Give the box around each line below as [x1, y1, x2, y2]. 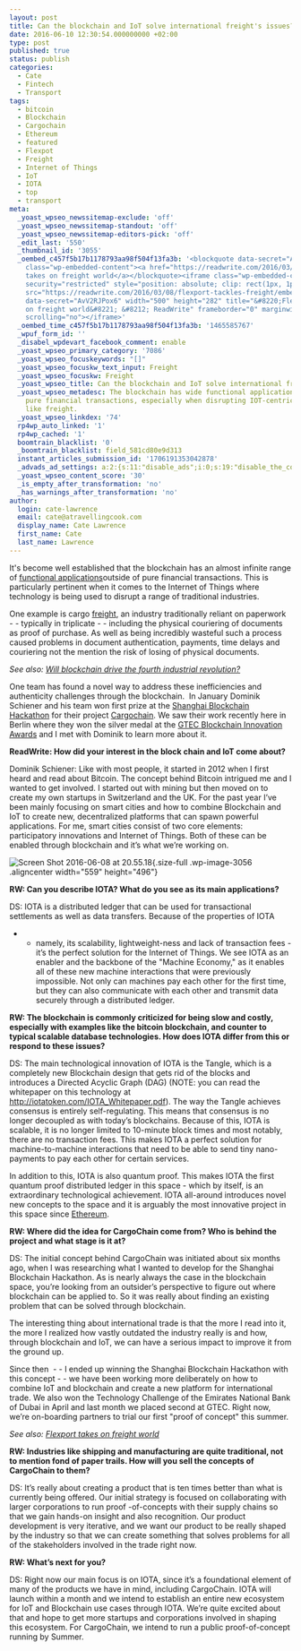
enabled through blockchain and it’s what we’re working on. [9, 839, 229, 850]
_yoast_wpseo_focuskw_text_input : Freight [17, 363, 178, 372]
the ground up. [9, 1346, 64, 1357]
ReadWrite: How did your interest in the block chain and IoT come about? [9, 745, 287, 757]
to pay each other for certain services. [47, 1153, 190, 1164]
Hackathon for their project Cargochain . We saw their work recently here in [9, 709, 287, 720]
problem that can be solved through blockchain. [9, 1300, 186, 1311]
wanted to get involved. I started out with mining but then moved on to [9, 782, 269, 793]
